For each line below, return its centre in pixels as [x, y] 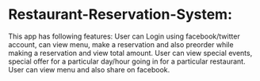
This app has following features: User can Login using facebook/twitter [124, 36]
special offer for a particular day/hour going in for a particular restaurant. [127, 61]
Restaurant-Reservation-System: [120, 15]
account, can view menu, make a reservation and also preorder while [121, 44]
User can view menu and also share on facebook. [89, 69]
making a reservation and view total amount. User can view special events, [130, 53]
